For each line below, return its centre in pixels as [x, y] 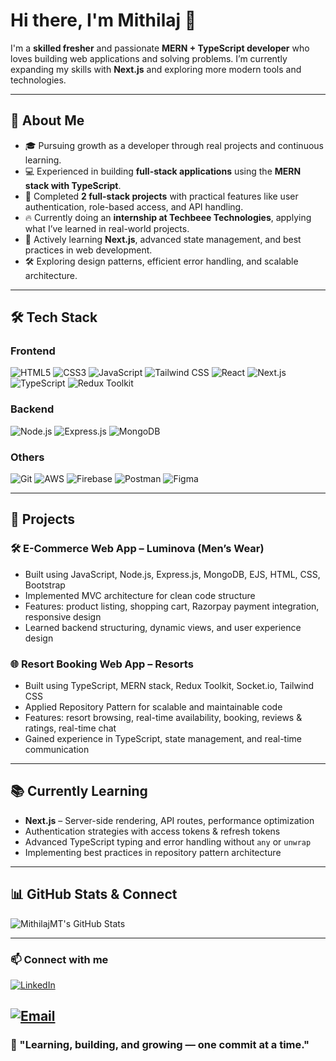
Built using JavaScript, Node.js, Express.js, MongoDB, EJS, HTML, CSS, [172, 574]
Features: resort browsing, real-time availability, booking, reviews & [163, 718]
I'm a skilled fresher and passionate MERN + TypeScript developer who [160, 48]
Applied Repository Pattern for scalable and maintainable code [153, 707]
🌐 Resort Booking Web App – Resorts [102, 664]
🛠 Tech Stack [54, 317]
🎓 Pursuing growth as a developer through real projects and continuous [174, 145]
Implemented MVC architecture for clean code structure [140, 595]
